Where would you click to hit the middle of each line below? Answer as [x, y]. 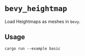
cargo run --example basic [33, 49]
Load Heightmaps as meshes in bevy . [42, 21]
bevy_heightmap [36, 9]
